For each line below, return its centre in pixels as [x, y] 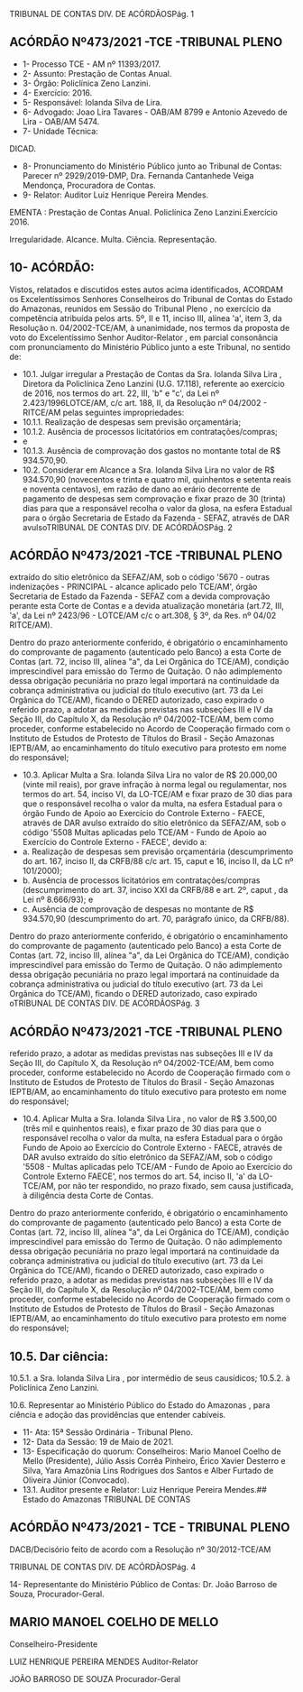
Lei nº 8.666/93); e [58, 900]
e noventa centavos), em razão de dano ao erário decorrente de [142, 489]
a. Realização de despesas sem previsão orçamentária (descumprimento [158, 851]
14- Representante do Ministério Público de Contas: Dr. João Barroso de [143, 1584]
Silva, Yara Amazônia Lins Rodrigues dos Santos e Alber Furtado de [148, 1471]
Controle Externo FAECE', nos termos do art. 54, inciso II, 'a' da [139, 1176]
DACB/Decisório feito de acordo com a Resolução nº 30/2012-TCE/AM [140, 1549]
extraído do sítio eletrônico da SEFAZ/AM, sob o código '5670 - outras [140, 577]
